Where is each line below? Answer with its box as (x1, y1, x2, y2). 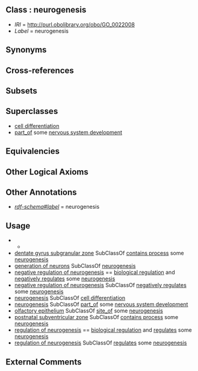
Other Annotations (5, 187, 77, 197)
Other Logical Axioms (5, 166, 88, 177)
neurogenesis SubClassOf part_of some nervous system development (14, 301, 188, 308)
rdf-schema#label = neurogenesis (14, 203, 100, 211)
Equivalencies (5, 146, 60, 156)
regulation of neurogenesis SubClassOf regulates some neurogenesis (14, 339, 187, 346)
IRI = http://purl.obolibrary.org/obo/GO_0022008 (14, 21, 135, 28)
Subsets (5, 86, 37, 96)
